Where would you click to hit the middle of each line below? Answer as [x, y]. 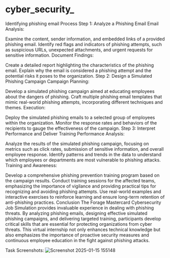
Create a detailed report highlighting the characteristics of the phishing [80, 65]
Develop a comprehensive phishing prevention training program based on [82, 175]
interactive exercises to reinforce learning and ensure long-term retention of [85, 197]
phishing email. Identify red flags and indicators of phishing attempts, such [83, 44]
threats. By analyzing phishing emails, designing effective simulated [76, 213]
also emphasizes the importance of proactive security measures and [77, 235]
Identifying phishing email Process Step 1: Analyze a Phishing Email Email [82, 24]
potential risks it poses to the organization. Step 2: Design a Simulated [79, 76]
